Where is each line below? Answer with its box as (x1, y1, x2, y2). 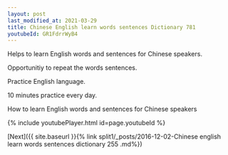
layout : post (7, 10, 46, 18)
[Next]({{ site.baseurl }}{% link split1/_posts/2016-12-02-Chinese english (7, 132, 222, 141)
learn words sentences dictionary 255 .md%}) (7, 140, 142, 149)
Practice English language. (7, 77, 85, 86)
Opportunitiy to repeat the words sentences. (7, 63, 138, 72)
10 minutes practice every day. (7, 91, 98, 100)
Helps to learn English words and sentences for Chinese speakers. (7, 50, 203, 58)
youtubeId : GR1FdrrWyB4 (7, 30, 78, 38)
